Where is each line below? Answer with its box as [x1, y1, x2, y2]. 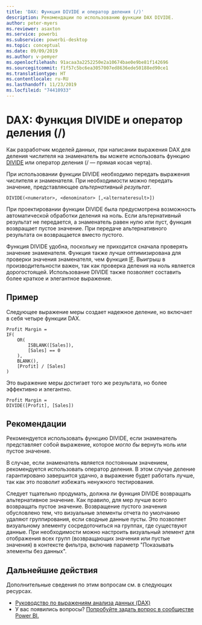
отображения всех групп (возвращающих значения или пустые [6, 535, 171, 542]
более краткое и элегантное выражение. [6, 275, 113, 282]
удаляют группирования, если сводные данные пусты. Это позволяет [6, 516, 186, 523]
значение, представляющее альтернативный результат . [6, 183, 152, 190]
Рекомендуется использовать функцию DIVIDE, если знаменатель [6, 435, 177, 442]
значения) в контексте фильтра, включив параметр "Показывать [6, 541, 174, 548]
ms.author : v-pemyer [6, 54, 58, 60]
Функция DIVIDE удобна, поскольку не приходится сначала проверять [6, 242, 188, 250]
